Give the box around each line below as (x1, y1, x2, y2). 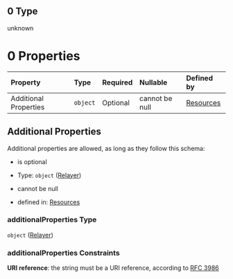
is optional (17, 157, 47, 165)
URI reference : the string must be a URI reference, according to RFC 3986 (7, 264, 220, 272)
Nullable (139, 78, 168, 87)
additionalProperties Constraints (7, 248, 120, 258)
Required (102, 78, 133, 87)
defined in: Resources (17, 197, 80, 206)
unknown (7, 24, 34, 32)
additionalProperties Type (7, 215, 97, 224)
